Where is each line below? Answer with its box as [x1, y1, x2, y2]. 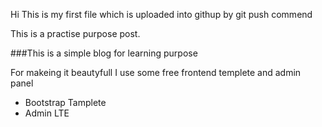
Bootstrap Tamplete [24, 97, 107, 108]
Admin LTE [24, 107, 70, 119]
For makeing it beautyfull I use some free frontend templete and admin [10, 67, 302, 78]
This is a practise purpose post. [10, 28, 141, 39]
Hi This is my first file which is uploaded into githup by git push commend [10, 9, 313, 20]
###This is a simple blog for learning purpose [10, 47, 198, 59]
